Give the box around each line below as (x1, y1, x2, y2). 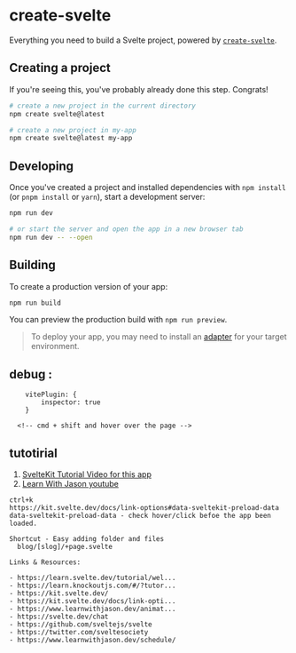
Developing (9, 158, 74, 173)
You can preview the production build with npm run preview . (9, 315, 228, 325)
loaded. (9, 519, 38, 528)
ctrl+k (9, 496, 34, 505)
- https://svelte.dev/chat (9, 612, 109, 621)
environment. (30, 341, 80, 352)
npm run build (9, 299, 62, 307)
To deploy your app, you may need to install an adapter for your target (30, 331, 287, 342)
